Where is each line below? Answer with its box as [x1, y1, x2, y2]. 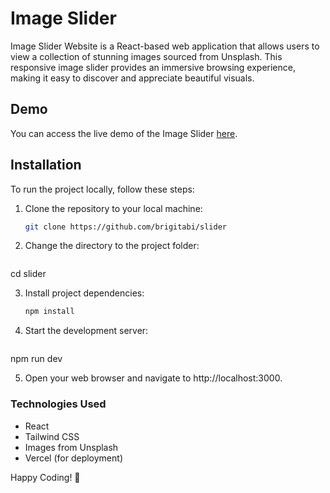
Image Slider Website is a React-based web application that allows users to [10, 40, 320, 52]
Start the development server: [24, 325, 149, 337]
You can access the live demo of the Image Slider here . [10, 127, 238, 139]
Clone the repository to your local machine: [24, 202, 203, 214]
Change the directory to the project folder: [24, 240, 200, 252]
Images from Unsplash [24, 441, 119, 453]
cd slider [10, 268, 47, 280]
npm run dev [10, 353, 63, 365]
